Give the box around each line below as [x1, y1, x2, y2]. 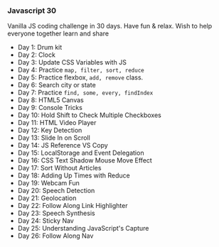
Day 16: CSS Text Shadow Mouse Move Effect [17, 156, 153, 165]
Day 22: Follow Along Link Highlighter [17, 202, 128, 210]
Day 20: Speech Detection [17, 187, 95, 195]
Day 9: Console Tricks [17, 104, 83, 112]
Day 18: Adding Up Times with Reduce [17, 171, 130, 180]
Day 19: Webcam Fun [17, 179, 80, 187]
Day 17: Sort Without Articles [17, 164, 102, 172]
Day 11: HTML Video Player [17, 119, 97, 127]
